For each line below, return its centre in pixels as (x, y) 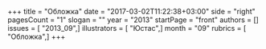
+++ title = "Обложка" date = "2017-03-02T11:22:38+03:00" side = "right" (132, 11)
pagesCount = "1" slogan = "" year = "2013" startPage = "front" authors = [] (133, 20)
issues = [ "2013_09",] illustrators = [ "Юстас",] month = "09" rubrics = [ (127, 28)
